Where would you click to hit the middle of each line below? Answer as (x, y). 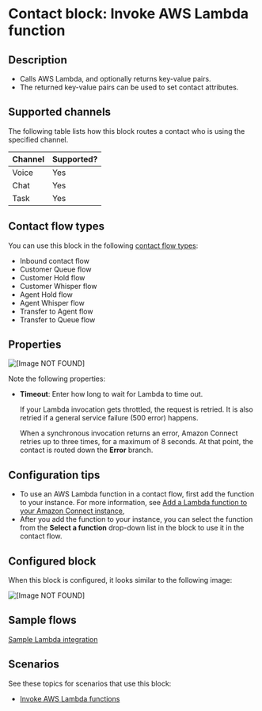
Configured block (52, 561)
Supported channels (60, 112)
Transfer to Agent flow (56, 311)
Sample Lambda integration (53, 639)
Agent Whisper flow (52, 302)
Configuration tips (54, 475)
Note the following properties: (57, 379)
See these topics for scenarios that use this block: (90, 683)
